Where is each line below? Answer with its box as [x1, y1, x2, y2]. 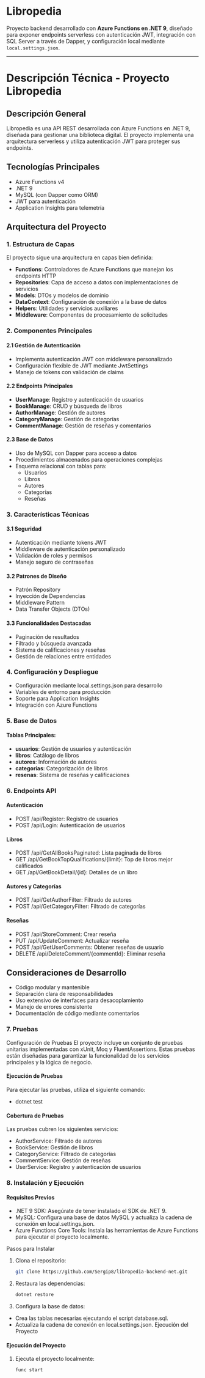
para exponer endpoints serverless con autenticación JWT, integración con [6, 31, 196, 38]
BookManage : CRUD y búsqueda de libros [15, 402, 123, 410]
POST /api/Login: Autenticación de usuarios [15, 822, 126, 829]
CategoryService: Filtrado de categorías [15, 1151, 117, 1158]
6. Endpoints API [6, 786, 57, 795]
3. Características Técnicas [6, 510, 90, 518]
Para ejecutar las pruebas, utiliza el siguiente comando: [6, 1086, 146, 1093]
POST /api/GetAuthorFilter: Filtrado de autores [15, 896, 132, 904]
